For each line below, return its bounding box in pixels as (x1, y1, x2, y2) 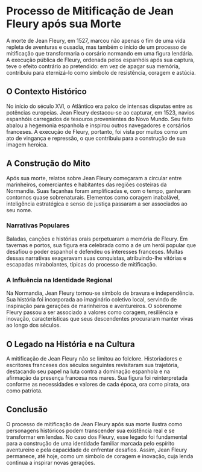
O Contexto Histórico (6, 86, 87, 97)
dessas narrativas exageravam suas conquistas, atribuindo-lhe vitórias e (6, 254, 187, 262)
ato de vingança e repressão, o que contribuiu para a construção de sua (6, 134, 186, 142)
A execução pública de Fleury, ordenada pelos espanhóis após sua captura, (6, 56, 195, 63)
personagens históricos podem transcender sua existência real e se (6, 427, 175, 434)
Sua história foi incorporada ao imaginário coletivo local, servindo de (6, 296, 177, 303)
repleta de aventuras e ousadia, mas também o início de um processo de (6, 43, 187, 51)
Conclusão (6, 404, 48, 415)
